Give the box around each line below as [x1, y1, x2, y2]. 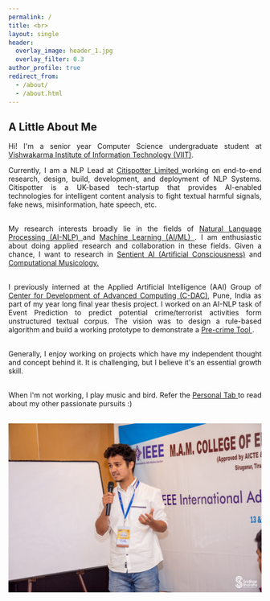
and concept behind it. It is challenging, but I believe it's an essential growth [8, 358, 262, 368]
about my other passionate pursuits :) [8, 399, 133, 409]
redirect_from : [8, 72, 59, 80]
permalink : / [8, 13, 52, 21]
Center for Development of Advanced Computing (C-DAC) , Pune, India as [8, 290, 263, 301]
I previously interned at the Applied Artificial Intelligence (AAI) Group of [8, 282, 262, 292]
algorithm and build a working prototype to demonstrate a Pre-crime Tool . [8, 325, 255, 335]
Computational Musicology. [8, 258, 99, 268]
